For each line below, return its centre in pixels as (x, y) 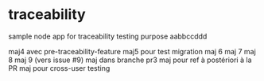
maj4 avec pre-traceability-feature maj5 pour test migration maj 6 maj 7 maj (132, 51)
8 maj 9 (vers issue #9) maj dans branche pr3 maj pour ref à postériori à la (130, 60)
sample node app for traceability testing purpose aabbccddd (108, 36)
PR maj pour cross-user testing (59, 68)
